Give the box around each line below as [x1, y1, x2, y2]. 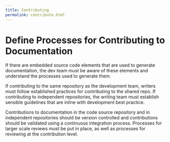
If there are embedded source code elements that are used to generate [5, 62, 155, 68]
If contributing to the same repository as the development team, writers [5, 83, 156, 89]
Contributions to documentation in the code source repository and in [5, 109, 150, 115]
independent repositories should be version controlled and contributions [5, 115, 158, 121]
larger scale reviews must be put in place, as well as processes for [5, 126, 146, 132]
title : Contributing [5, 7, 50, 13]
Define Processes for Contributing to [5, 34, 165, 46]
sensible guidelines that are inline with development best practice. [5, 99, 145, 106]
